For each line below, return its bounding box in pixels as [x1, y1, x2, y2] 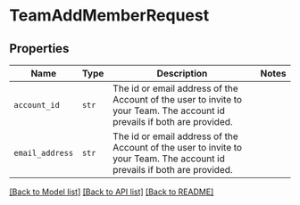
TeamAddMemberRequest [9, 5, 210, 26]
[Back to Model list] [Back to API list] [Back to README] [9, 186, 214, 197]
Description [156, 68, 208, 79]
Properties [9, 41, 70, 56]
